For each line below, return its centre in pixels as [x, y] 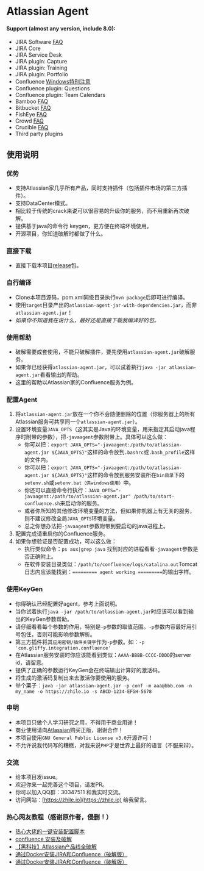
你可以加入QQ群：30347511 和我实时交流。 [69, 792]
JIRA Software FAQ [39, 42]
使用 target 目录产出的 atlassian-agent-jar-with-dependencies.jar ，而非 [106, 305]
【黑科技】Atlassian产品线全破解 [56, 847]
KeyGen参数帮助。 [49, 619]
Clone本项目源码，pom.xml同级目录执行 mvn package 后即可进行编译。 [102, 297]
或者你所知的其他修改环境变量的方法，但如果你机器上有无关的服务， [110, 511]
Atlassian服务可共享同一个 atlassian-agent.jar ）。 [78, 421]
